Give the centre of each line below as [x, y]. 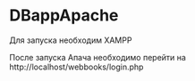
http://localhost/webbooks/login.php [76, 67]
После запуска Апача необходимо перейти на [97, 57]
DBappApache [64, 16]
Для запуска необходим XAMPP [71, 40]
